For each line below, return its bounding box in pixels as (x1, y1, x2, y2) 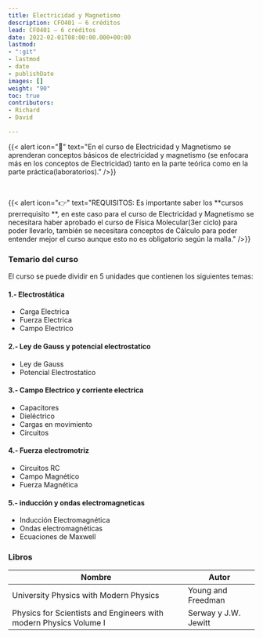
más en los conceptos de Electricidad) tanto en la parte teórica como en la (8, 159, 249, 168)
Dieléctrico (19, 411, 55, 421)
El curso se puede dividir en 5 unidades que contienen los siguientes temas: (8, 272, 254, 281)
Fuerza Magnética (19, 479, 78, 489)
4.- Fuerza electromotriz (8, 446, 90, 455)
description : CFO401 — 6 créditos (8, 19, 121, 27)
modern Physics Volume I (12, 618, 106, 629)
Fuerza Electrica (19, 315, 73, 325)
